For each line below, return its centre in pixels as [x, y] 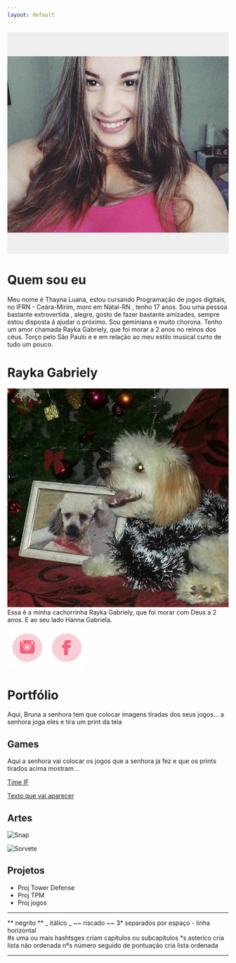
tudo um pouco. [30, 344]
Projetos [26, 870]
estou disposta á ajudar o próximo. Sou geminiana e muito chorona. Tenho [115, 322]
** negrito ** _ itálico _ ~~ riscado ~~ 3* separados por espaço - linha [109, 923]
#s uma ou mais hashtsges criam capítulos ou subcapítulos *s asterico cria [116, 938]
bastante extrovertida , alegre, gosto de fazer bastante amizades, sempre [113, 314]
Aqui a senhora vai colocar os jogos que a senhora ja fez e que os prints [112, 761]
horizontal [22, 930]
